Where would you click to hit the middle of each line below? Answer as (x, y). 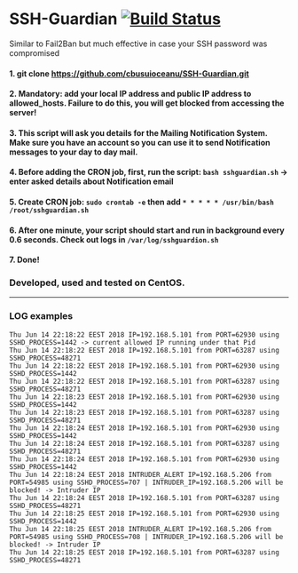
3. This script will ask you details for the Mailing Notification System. (138, 132)
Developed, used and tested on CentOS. (97, 283)
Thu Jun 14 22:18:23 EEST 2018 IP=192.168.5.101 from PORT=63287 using (144, 412)
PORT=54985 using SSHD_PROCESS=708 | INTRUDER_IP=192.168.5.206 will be (146, 537)
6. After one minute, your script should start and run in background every (147, 230)
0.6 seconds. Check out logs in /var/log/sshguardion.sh (114, 239)
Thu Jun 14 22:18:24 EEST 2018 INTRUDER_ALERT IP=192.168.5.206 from (141, 474)
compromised (35, 52)
